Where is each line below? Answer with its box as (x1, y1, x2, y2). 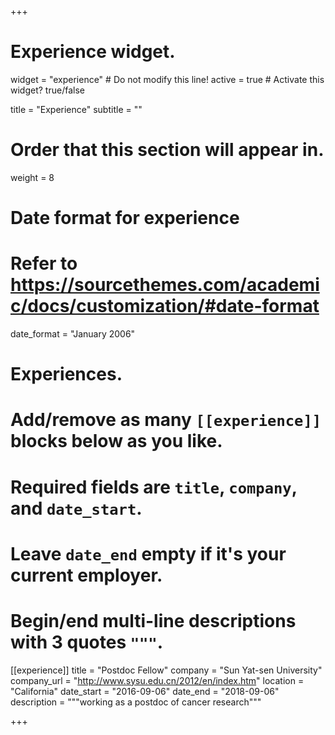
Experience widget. (10, 41, 176, 63)
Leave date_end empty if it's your (10, 542, 287, 565)
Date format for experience (10, 207, 240, 230)
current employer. (10, 564, 163, 586)
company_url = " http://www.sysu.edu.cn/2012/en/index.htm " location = (10, 674, 305, 686)
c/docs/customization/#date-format (10, 295, 320, 318)
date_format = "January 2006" (10, 328, 136, 340)
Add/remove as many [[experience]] (10, 409, 322, 431)
